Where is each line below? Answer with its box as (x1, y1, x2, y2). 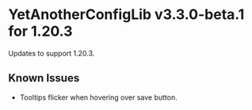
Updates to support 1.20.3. (8, 48, 95, 58)
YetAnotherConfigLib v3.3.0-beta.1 (8, 6, 245, 24)
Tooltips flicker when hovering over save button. (19, 93, 178, 102)
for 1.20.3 (8, 22, 73, 40)
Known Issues (8, 71, 80, 85)
